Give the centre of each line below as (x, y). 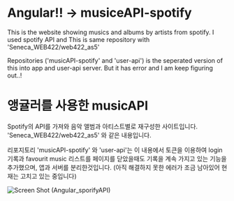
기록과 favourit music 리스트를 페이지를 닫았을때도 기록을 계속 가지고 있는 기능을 (117, 158)
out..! (15, 75)
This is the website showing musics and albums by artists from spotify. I (111, 32)
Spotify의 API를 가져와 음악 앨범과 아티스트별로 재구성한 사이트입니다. (102, 126)
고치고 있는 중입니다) (48, 176)
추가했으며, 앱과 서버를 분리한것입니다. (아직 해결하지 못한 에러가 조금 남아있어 (114, 167)
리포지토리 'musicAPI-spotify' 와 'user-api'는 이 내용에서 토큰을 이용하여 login (115, 150)
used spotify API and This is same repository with (79, 39)
